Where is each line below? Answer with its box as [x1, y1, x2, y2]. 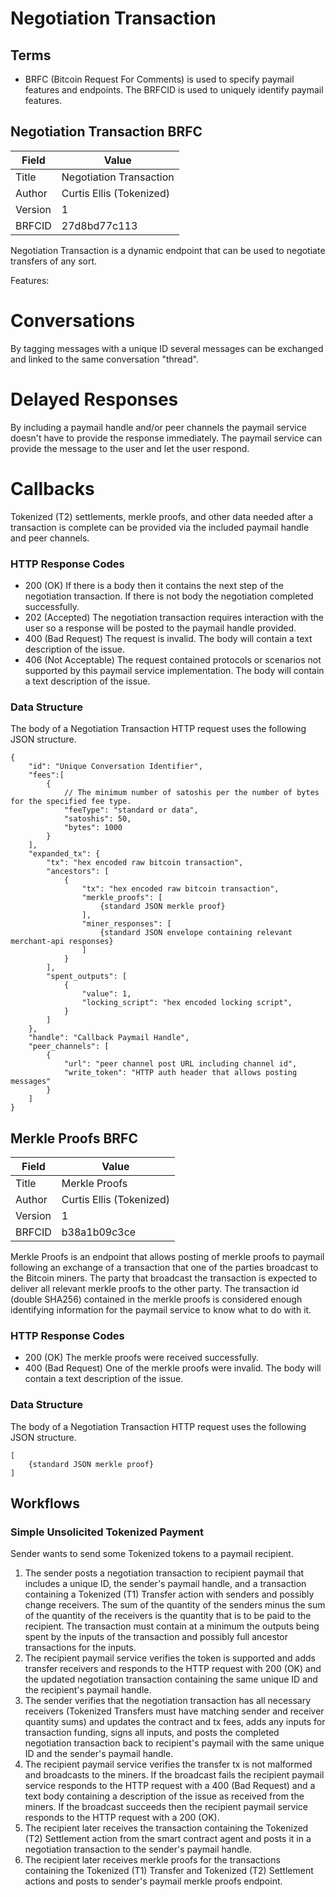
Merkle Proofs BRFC [10, 1130, 138, 1147]
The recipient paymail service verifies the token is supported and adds [24, 1652, 316, 1664]
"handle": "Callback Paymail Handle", [28, 1033, 190, 1043]
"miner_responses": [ [81, 919, 172, 929]
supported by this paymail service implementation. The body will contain [24, 664, 325, 676]
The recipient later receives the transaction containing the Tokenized [24, 1822, 309, 1834]
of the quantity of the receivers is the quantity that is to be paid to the [24, 1610, 312, 1622]
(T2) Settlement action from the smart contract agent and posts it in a [24, 1833, 312, 1845]
